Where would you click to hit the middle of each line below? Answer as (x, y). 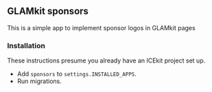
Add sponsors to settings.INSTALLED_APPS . (77, 74)
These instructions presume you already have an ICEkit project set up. (106, 60)
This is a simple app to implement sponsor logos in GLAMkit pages (101, 27)
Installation (26, 45)
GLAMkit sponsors (48, 11)
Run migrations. (39, 81)
